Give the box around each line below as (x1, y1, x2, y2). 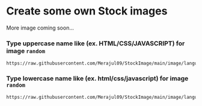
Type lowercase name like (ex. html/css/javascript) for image (6, 74, 189, 83)
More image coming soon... (6, 24, 74, 31)
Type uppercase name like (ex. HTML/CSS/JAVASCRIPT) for (6, 39, 185, 48)
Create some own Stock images (6, 4, 168, 18)
